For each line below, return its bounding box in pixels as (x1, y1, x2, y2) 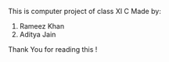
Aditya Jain (19, 30, 56, 39)
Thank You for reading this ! (8, 45, 98, 53)
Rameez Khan (19, 22, 65, 30)
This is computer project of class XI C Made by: (8, 7, 162, 15)
